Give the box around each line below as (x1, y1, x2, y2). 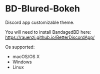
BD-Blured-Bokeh (5, 3, 80, 14)
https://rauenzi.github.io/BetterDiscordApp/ (5, 34, 95, 40)
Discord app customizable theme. (5, 19, 75, 25)
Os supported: (5, 44, 35, 50)
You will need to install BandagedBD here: (5, 29, 91, 35)
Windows (12, 59, 32, 65)
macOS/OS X (12, 53, 40, 60)
